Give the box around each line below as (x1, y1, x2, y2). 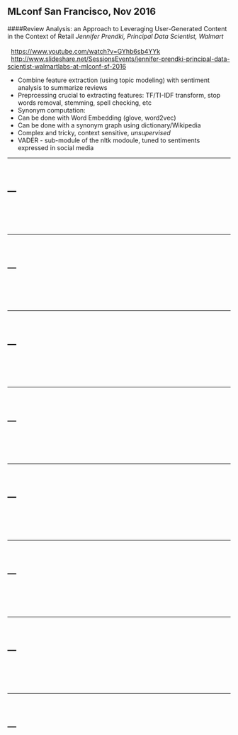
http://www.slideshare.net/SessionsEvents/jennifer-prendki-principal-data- (10, 55, 230, 63)
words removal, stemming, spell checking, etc (17, 98, 152, 107)
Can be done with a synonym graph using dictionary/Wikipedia (17, 120, 201, 130)
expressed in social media (17, 143, 94, 152)
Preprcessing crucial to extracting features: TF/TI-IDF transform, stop (17, 91, 221, 99)
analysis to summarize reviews (17, 83, 108, 91)
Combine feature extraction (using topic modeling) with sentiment (17, 76, 210, 84)
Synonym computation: (17, 106, 86, 114)
